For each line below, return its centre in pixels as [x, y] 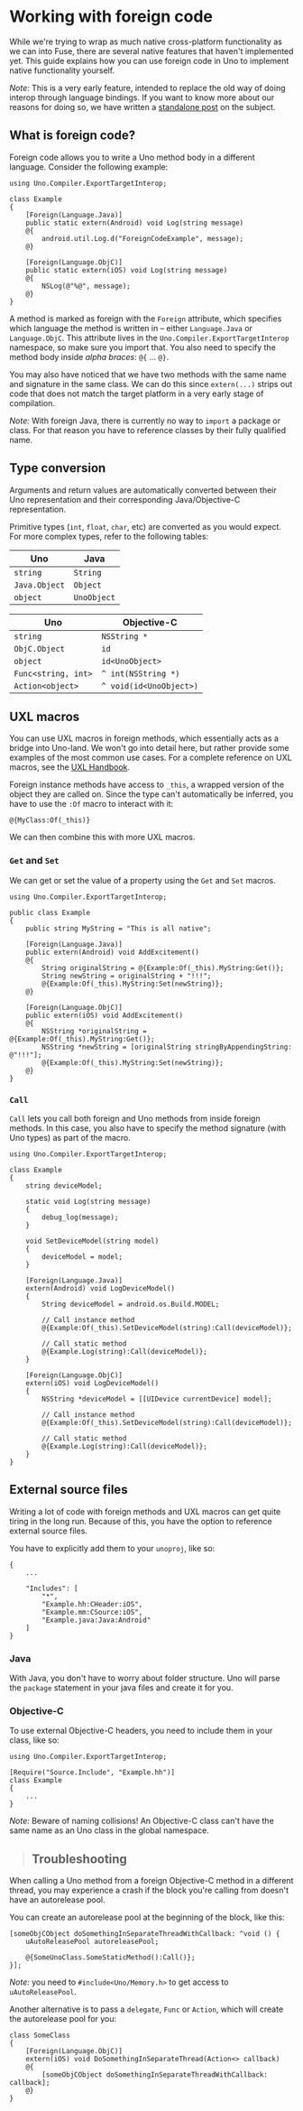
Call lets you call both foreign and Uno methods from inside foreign [135, 1118]
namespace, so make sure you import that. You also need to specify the [143, 347]
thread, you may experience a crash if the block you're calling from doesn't [149, 1890]
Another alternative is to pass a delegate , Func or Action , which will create [147, 2009]
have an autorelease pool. [57, 1900]
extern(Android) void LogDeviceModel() [101, 1288]
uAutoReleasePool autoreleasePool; [92, 1942]
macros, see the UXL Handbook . [70, 767]
